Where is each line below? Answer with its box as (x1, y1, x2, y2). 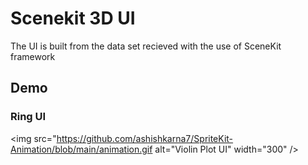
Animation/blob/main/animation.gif (10, 143, 153, 155)
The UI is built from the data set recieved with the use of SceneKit (10, 40, 282, 52)
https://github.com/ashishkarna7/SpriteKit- (56, 132, 234, 144)
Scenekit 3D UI (10, 7, 136, 30)
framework (10, 50, 56, 62)
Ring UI (10, 110, 47, 124)
